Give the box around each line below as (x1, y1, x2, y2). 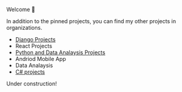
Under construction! (6, 80, 57, 87)
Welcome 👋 (6, 6, 36, 13)
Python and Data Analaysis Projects (15, 49, 105, 56)
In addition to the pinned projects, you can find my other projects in (6, 18, 176, 24)
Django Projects (15, 36, 56, 43)
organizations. (6, 24, 43, 31)
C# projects (15, 68, 45, 76)
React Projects (15, 43, 53, 49)
